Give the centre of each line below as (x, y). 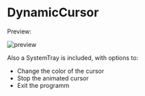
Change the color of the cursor (61, 71)
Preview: (19, 31)
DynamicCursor (53, 13)
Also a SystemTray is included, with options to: (73, 58)
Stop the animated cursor (53, 78)
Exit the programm (43, 85)
